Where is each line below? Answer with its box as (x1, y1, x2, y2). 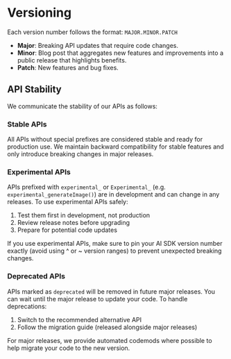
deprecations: (7, 302, 47, 310)
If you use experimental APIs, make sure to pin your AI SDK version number (7, 240, 223, 248)
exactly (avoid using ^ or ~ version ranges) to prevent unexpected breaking (7, 247, 222, 255)
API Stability (7, 83, 62, 95)
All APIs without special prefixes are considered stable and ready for (7, 135, 203, 144)
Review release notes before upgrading (17, 219, 130, 227)
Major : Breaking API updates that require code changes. (17, 41, 179, 49)
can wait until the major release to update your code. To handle (7, 294, 188, 303)
